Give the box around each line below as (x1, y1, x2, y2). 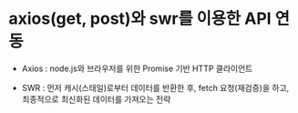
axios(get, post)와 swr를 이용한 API (8, 8, 272, 29)
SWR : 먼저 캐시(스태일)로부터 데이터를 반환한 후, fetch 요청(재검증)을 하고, (21, 82, 290, 93)
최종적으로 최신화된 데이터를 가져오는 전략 (21, 93, 171, 105)
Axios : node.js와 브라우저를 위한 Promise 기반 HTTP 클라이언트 (21, 63, 253, 74)
